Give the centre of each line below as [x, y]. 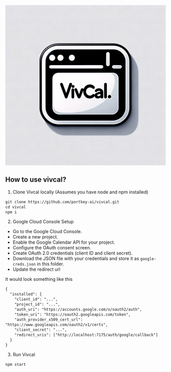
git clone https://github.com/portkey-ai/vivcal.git [62, 202]
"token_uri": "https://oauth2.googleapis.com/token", [73, 314]
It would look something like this [39, 279]
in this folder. [51, 264]
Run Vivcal [24, 354]
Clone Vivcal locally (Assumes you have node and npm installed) [80, 192]
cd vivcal [16, 207]
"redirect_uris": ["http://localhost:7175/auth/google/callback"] [86, 335]
